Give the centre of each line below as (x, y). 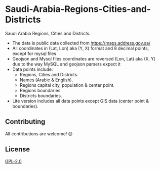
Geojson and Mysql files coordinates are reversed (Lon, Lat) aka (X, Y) (84, 58)
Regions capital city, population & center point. (67, 85)
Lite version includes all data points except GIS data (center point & (80, 101)
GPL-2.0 (14, 161)
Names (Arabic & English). (46, 80)
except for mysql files (34, 54)
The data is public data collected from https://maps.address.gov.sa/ (81, 43)
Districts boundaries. (41, 96)
